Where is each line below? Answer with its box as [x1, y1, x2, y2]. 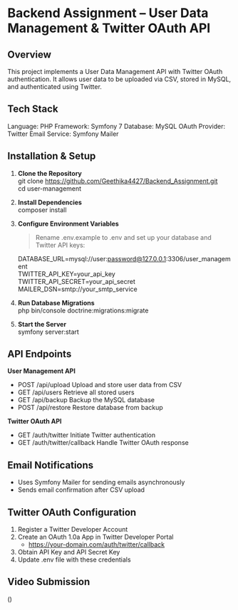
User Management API [7, 367, 76, 375]
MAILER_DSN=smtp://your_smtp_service [17, 285, 138, 293]
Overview [7, 48, 52, 61]
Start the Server [17, 320, 66, 328]
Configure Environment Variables [17, 219, 119, 228]
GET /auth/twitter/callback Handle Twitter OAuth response [17, 438, 189, 447]
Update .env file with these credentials [17, 555, 131, 564]
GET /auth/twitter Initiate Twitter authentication [17, 431, 155, 439]
